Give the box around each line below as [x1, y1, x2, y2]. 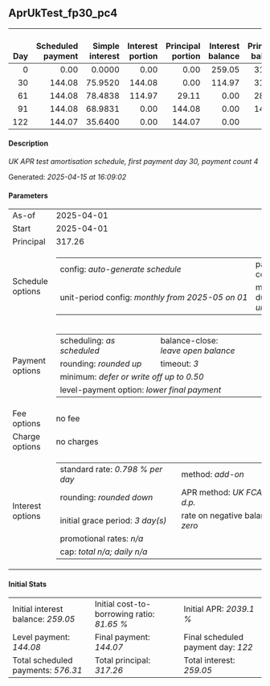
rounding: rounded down [59, 492, 153, 503]
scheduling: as [59, 335, 116, 347]
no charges [55, 436, 99, 447]
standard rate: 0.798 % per [59, 464, 163, 475]
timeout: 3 [160, 358, 199, 369]
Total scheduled [12, 655, 73, 666]
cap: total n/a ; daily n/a [59, 546, 148, 557]
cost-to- [116, 598, 151, 610]
